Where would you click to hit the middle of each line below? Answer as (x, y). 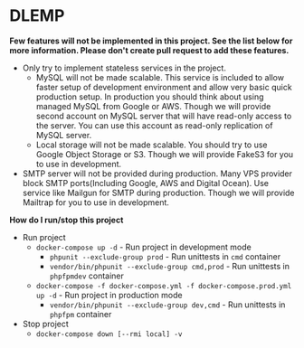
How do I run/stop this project (66, 220)
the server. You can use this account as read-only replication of (154, 125)
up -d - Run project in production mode (109, 295)
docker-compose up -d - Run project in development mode (143, 247)
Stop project (46, 324)
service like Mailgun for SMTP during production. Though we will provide (159, 193)
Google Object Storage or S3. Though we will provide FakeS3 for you (165, 154)
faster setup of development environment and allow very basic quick (164, 87)
